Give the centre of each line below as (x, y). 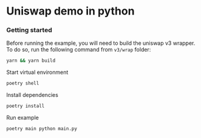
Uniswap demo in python (70, 11)
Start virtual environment (37, 72)
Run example (23, 118)
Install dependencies (32, 95)
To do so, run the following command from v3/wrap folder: (79, 50)
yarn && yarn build (31, 61)
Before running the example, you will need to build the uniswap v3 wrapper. (101, 43)
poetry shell (23, 84)
